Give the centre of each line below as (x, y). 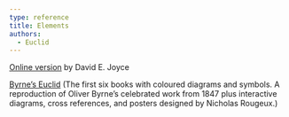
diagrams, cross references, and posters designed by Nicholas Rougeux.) (144, 104)
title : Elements (39, 26)
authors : (25, 34)
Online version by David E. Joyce (70, 67)
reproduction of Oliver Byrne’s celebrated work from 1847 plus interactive (143, 94)
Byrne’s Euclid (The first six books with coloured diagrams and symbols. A (144, 84)
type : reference (39, 17)
